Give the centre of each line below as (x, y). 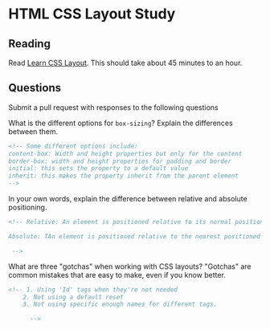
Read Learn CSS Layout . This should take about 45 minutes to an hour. (125, 63)
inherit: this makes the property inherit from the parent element (124, 176)
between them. (33, 131)
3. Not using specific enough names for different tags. (120, 305)
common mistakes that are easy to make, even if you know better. (117, 274)
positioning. (28, 207)
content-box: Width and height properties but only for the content (125, 153)
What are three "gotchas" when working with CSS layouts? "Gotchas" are (130, 266)
